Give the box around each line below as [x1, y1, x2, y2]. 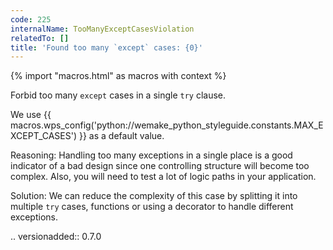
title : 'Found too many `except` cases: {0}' [10, 42, 203, 53]
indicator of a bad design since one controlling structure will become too [10, 160, 310, 172]
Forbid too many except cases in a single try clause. [10, 89, 227, 101]
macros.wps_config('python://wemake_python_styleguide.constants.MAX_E [10, 119, 324, 131]
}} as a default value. [78, 130, 165, 142]
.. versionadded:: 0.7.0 [10, 231, 102, 243]
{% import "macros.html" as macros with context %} [10, 70, 227, 82]
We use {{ [10, 109, 52, 121]
